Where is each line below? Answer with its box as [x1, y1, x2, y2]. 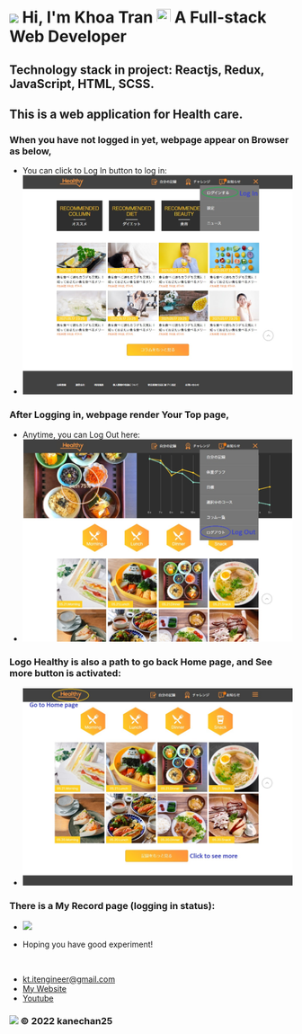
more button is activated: [9, 667, 121, 680]
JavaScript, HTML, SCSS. [9, 76, 155, 92]
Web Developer [9, 26, 128, 47]
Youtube [22, 993, 54, 1003]
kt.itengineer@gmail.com [22, 974, 115, 985]
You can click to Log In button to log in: [22, 165, 168, 176]
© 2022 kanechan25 [20, 1015, 113, 1028]
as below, [9, 145, 52, 157]
